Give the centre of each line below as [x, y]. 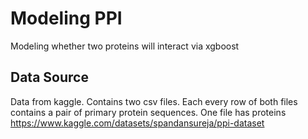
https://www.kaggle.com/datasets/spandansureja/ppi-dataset [137, 123]
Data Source [49, 77]
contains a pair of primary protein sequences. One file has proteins [148, 112]
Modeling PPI [66, 18]
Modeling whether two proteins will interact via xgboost [125, 46]
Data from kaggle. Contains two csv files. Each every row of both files [154, 101]
